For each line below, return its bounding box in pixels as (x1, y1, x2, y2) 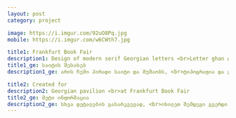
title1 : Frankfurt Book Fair (7, 48, 93, 56)
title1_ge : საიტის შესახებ (7, 62, 86, 69)
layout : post (7, 10, 46, 18)
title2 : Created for (7, 81, 68, 88)
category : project (7, 17, 61, 24)
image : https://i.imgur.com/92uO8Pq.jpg (7, 29, 128, 37)
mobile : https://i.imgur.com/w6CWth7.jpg (7, 36, 131, 43)
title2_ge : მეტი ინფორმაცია (7, 94, 90, 101)
